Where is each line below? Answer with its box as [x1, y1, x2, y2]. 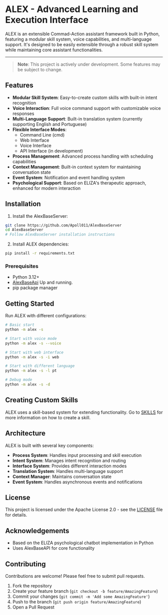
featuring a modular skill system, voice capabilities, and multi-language [5, 36, 152, 42]
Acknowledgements [5, 526, 69, 535]
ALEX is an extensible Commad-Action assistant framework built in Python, [5, 31, 160, 37]
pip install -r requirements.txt [5, 251, 75, 256]
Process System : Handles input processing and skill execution [12, 452, 142, 458]
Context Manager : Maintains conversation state [12, 473, 111, 479]
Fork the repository [12, 582, 52, 588]
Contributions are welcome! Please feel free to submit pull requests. [5, 573, 145, 579]
